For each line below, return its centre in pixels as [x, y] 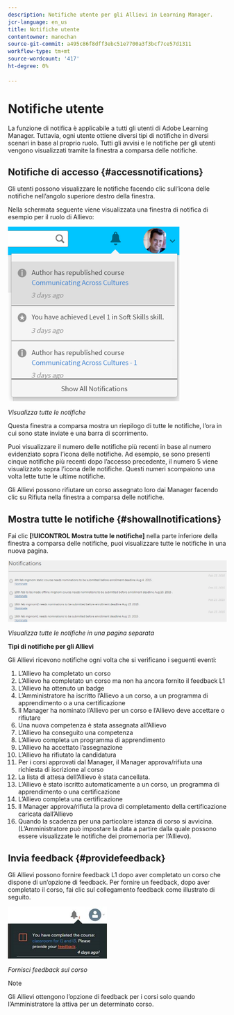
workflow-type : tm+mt [39, 52]
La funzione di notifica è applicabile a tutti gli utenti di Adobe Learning [108, 128]
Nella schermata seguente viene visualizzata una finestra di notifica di [108, 210]
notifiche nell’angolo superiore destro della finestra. [82, 196]
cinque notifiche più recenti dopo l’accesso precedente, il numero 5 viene [113, 462]
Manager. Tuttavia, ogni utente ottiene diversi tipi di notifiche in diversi [108, 135]
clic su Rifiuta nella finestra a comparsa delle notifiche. [86, 497]
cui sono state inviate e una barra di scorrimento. [78, 433]
